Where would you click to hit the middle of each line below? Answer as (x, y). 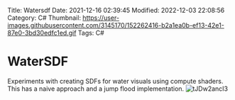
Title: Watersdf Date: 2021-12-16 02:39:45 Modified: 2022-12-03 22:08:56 (116, 10)
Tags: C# (91, 33)
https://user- (101, 18)
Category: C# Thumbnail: (44, 18)
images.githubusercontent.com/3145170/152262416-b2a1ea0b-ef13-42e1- (116, 25)
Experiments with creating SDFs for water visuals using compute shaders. (115, 81)
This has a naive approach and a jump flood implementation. (96, 89)
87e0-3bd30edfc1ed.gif (42, 33)
